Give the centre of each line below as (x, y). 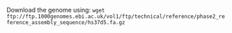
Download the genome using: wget (56, 10)
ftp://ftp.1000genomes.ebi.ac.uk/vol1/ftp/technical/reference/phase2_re (116, 16)
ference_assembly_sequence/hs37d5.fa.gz (66, 23)
